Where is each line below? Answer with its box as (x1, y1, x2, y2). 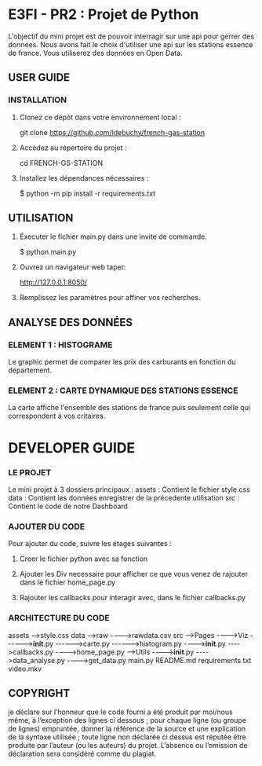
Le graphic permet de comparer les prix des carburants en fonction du (8, 357, 237, 367)
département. (8, 365, 53, 375)
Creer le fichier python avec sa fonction (19, 554, 148, 563)
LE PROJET (8, 467, 52, 478)
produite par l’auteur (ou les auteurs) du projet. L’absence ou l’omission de (8, 741, 249, 750)
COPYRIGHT (8, 686, 71, 700)
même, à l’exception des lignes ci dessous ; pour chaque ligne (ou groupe (8, 716, 247, 725)
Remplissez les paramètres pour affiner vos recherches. (19, 293, 201, 302)
